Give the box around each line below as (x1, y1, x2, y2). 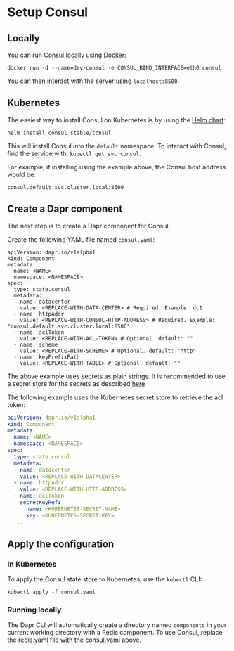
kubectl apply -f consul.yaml (7, 588, 96, 596)
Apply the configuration (7, 538, 115, 550)
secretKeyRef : (20, 499, 61, 506)
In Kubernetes (7, 559, 57, 569)
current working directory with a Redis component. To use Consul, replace (7, 629, 223, 637)
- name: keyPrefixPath (13, 353, 80, 361)
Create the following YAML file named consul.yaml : (7, 235, 155, 243)
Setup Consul (7, 4, 88, 20)
